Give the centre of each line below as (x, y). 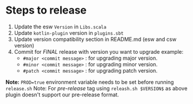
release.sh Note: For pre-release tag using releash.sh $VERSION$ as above (97, 88)
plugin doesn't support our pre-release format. (62, 95)
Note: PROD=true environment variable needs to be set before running (90, 82)
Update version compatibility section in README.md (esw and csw (95, 39)
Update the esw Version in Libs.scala (60, 27)
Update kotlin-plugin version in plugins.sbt (69, 32)
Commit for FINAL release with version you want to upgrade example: (99, 51)
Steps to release (46, 10)
